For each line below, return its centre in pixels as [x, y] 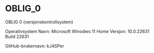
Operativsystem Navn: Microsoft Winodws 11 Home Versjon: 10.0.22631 [77, 31]
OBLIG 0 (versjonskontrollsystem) [39, 22]
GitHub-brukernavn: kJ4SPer [35, 46]
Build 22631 [17, 36]
